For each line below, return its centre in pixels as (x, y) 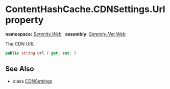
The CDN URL (20, 43)
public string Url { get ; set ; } (41, 53)
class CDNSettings (32, 81)
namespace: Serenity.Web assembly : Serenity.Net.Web (66, 34)
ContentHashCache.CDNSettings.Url (85, 9)
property (25, 20)
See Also (20, 69)
